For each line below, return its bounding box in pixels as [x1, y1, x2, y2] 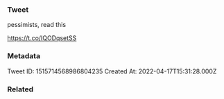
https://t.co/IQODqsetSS [7, 34, 77, 42]
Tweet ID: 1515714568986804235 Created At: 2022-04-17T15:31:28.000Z [7, 67, 217, 75]
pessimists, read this [7, 21, 67, 29]
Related [7, 84, 34, 94]
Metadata [7, 51, 40, 61]
